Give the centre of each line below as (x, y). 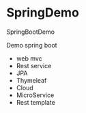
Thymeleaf (31, 80)
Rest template (35, 102)
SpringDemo (43, 13)
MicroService (35, 95)
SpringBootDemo (31, 32)
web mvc (29, 58)
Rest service (34, 65)
